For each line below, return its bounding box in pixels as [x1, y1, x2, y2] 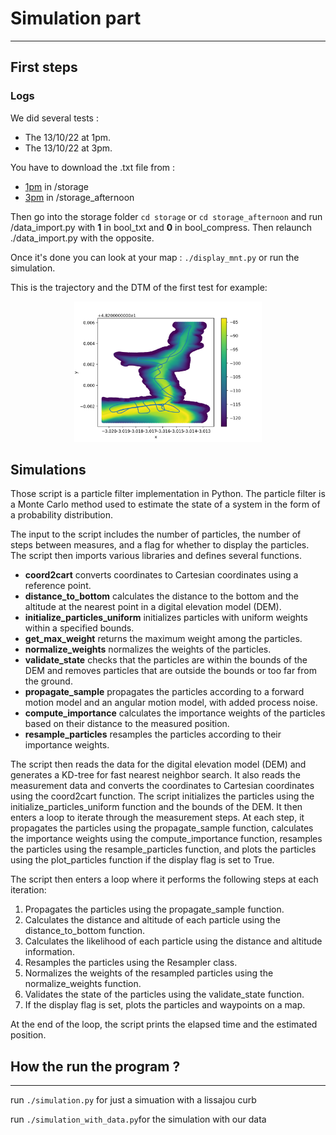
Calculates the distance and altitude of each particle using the [24, 914, 281, 926]
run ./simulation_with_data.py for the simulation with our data [10, 1113, 267, 1126]
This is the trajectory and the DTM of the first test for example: [10, 281, 268, 293]
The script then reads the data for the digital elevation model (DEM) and [10, 758, 307, 771]
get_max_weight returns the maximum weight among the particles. [24, 633, 303, 645]
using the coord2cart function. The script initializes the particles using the [10, 790, 315, 802]
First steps [10, 59, 78, 76]
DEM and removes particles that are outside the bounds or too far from [24, 665, 317, 677]
